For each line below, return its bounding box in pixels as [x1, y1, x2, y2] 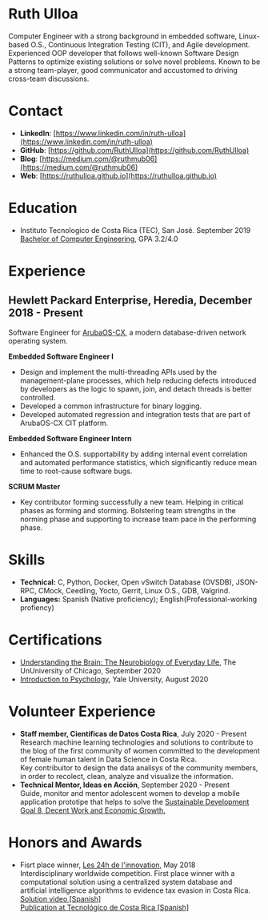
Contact [8, 102, 63, 120]
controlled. [19, 392, 56, 402]
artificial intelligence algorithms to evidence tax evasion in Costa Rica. [19, 886, 250, 895]
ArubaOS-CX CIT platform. [19, 418, 109, 428]
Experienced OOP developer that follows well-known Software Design [8, 48, 239, 58]
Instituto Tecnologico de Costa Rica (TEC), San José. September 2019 [19, 225, 251, 235]
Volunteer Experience [8, 702, 156, 721]
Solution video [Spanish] [19, 894, 102, 903]
